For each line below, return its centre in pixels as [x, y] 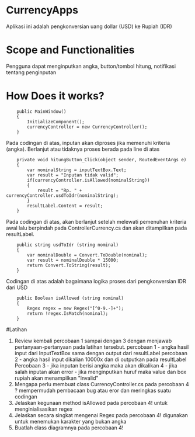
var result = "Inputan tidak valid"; [73, 175]
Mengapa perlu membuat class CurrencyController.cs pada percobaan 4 [102, 384]
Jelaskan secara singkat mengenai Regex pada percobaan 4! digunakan [101, 415]
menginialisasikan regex [43, 409]
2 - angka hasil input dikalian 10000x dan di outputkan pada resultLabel [100, 359]
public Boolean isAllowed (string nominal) [70, 298]
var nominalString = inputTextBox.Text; [77, 170]
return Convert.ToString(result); [69, 265]
